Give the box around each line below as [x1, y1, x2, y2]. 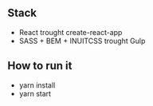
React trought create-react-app [18, 27, 123, 37]
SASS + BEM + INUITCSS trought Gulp [18, 36, 146, 45]
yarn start [18, 88, 52, 98]
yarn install [18, 80, 56, 90]
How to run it [7, 59, 73, 73]
